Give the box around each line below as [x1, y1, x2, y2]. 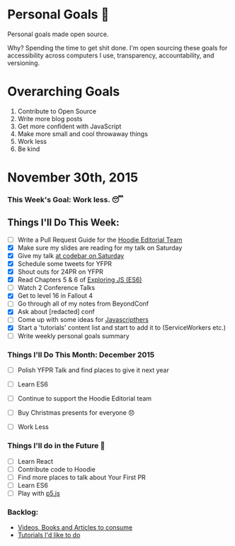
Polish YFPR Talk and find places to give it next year [17, 365, 170, 374]
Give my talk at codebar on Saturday [17, 251, 125, 260]
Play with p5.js [17, 489, 60, 497]
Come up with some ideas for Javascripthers [17, 316, 149, 324]
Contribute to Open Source [17, 106, 97, 116]
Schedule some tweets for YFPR [17, 259, 112, 268]
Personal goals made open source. [7, 30, 109, 38]
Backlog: [7, 507, 39, 517]
